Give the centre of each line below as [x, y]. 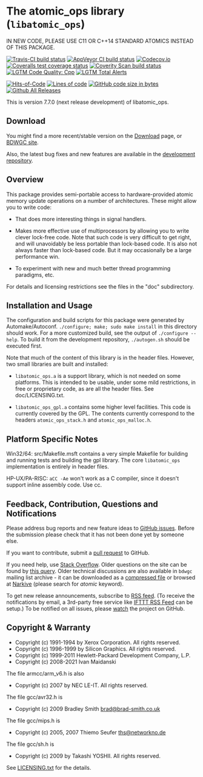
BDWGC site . [23, 142]
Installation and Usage [49, 305]
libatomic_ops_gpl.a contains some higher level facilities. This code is [103, 407]
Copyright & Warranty [48, 628]
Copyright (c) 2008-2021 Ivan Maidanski [65, 662]
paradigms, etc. [35, 275]
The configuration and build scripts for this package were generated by [95, 320]
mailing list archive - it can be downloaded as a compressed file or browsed [101, 577]
